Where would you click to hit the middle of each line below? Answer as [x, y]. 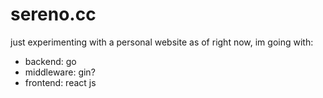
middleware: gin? [60, 72]
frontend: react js [60, 82]
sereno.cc [53, 14]
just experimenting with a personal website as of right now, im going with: [162, 42]
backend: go [50, 61]
